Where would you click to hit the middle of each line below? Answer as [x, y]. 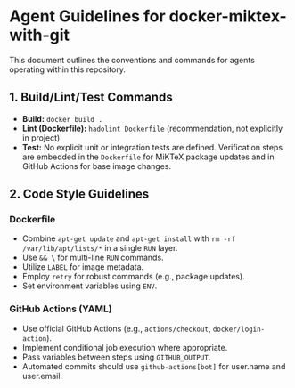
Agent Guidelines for [88, 16]
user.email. [42, 376]
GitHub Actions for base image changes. [97, 166]
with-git [39, 35]
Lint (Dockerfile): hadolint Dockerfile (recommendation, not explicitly [152, 128]
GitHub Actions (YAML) [61, 309]
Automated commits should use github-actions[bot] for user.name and [154, 366]
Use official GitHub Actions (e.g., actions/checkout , [116, 328]
